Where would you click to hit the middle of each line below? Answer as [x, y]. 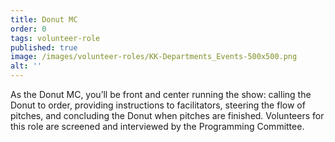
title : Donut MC [44, 19]
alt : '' [26, 66]
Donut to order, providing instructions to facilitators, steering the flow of [158, 105]
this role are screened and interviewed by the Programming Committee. [157, 126]
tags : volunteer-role [55, 38]
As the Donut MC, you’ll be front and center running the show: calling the [161, 94]
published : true [44, 47]
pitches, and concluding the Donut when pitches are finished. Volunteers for [167, 115]
